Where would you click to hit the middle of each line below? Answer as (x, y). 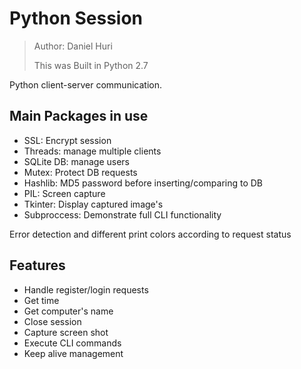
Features (37, 265)
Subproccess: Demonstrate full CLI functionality (122, 214)
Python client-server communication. (85, 84)
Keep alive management (73, 353)
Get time (41, 300)
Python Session (76, 18)
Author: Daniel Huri (73, 46)
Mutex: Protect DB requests (80, 172)
